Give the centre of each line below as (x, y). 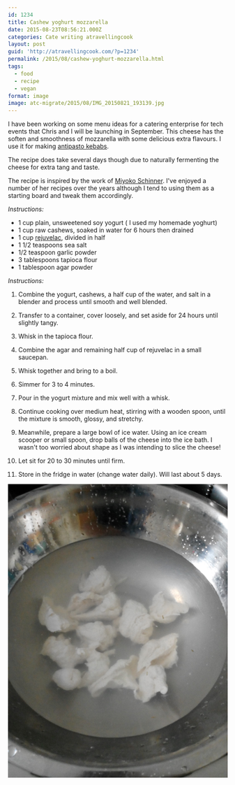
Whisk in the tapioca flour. (55, 336)
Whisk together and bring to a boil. (68, 371)
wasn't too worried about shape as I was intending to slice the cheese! (120, 447)
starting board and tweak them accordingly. (71, 196)
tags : (16, 66)
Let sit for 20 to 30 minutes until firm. (71, 461)
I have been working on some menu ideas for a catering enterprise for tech (116, 124)
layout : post (27, 44)
